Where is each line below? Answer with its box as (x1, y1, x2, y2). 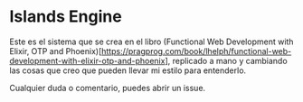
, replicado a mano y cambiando (167, 55, 288, 66)
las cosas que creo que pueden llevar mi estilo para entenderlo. (9, 65, 247, 76)
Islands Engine (9, 6, 122, 27)
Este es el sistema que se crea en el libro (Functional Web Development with (9, 36, 294, 47)
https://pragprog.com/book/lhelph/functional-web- (100, 45, 292, 56)
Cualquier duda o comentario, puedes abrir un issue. (9, 82, 206, 93)
